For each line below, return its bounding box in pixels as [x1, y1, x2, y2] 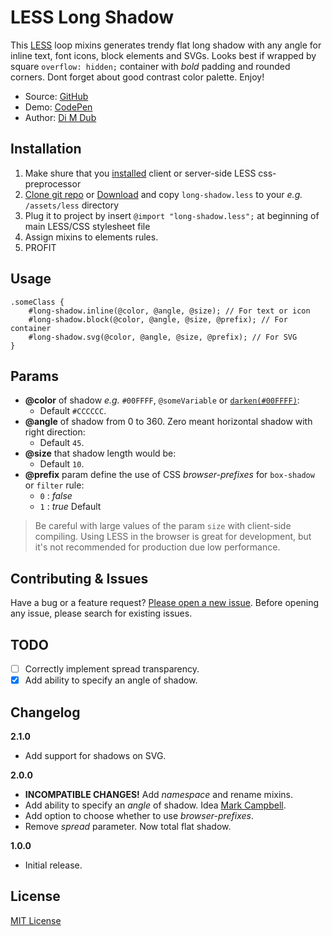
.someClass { [10, 297, 65, 307]
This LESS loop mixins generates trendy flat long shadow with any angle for [10, 39, 322, 51]
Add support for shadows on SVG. [24, 749, 167, 761]
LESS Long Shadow [10, 6, 175, 29]
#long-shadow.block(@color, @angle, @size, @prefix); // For [28, 314, 288, 325]
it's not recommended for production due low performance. [34, 541, 281, 553]
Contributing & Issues [10, 570, 149, 587]
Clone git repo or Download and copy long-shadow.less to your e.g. [24, 188, 303, 200]
